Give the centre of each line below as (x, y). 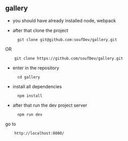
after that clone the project (40, 30)
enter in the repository (36, 67)
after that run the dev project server (50, 105)
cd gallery (29, 77)
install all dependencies (37, 86)
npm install (30, 96)
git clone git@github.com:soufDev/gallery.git (67, 40)
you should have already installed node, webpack (64, 20)
